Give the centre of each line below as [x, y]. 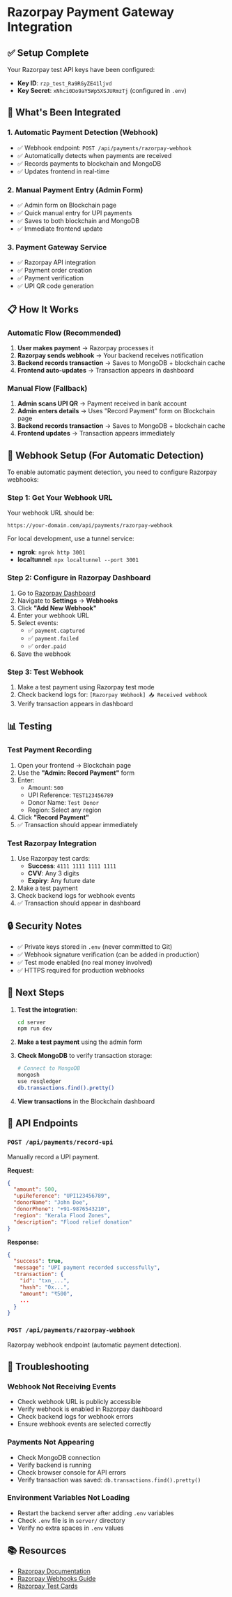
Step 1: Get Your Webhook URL [60, 497]
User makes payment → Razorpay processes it [85, 348]
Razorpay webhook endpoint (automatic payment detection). [94, 1345]
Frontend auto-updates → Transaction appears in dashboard [105, 370]
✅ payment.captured [56, 630]
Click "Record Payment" [53, 817]
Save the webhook [44, 654]
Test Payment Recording [50, 750]
